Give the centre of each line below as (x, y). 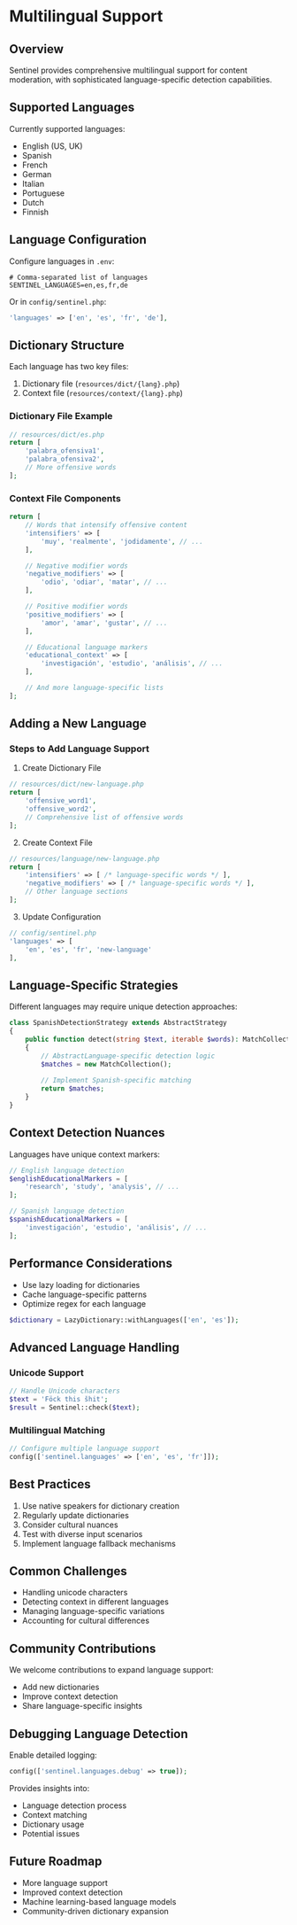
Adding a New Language (78, 724)
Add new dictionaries (61, 1687)
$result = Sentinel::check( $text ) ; (75, 1407)
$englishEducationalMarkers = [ (69, 1179)
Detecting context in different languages (95, 1602)
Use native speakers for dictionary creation (100, 1506)
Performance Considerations (91, 1264)
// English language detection (67, 1170)
